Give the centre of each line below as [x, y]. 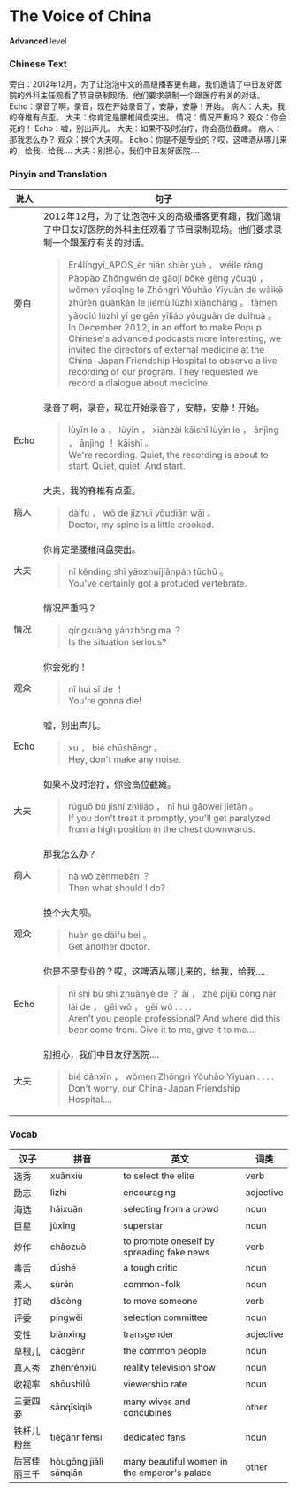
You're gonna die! [105, 700]
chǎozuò [68, 1247]
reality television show [170, 1367]
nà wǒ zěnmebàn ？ [110, 876]
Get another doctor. [109, 946]
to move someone [160, 1301]
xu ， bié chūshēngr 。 [116, 748]
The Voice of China [80, 16]
